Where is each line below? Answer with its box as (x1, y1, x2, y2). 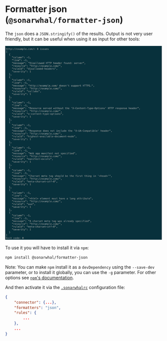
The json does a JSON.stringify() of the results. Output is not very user (5, 30, 153, 36)
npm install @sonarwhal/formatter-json (5, 255, 88, 260)
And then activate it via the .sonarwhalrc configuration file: (5, 284, 125, 290)
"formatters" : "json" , (14, 305, 61, 310)
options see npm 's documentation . (5, 275, 74, 281)
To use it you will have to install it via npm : (5, 245, 89, 251)
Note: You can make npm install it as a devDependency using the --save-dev (5, 264, 155, 270)
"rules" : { (14, 311, 37, 316)
